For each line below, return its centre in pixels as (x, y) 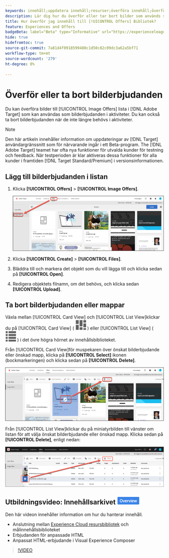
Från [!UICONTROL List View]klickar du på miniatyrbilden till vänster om (80, 429)
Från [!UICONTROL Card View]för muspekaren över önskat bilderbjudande (82, 350)
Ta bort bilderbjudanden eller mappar (65, 305)
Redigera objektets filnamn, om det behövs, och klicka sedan (76, 284)
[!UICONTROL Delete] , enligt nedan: (43, 440)
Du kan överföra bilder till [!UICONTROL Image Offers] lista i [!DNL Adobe (81, 109)
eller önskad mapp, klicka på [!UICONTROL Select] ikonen (66, 355)
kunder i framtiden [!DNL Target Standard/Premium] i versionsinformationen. (84, 161)
